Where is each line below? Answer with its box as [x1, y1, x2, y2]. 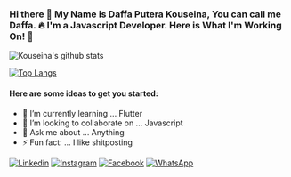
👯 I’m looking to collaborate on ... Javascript [21, 117, 184, 128]
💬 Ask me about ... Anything [21, 126, 125, 137]
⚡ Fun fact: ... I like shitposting [21, 137, 133, 148]
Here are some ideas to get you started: [9, 88, 158, 99]
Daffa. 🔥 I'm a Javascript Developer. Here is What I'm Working [9, 19, 282, 31]
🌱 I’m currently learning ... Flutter [21, 108, 143, 118]
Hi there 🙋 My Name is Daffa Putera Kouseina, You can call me [9, 8, 282, 20]
